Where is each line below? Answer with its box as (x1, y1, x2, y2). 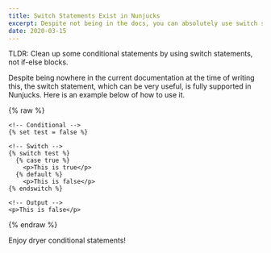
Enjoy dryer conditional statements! (8, 235, 127, 246)
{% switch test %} (8, 150, 70, 158)
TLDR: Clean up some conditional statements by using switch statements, (8, 49, 253, 59)
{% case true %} (15, 156, 70, 165)
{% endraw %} (8, 220, 58, 230)
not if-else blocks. (8, 57, 69, 67)
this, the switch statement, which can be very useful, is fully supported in (8, 81, 252, 91)
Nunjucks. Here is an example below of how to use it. (8, 90, 186, 100)
